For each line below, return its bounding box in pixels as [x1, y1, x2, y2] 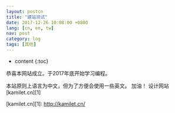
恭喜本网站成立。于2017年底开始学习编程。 [6, 69, 111, 77]
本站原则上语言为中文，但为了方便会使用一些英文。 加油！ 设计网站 [6, 82, 169, 89]
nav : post [6, 31, 31, 36]
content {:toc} [14, 57, 49, 65]
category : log [6, 36, 41, 42]
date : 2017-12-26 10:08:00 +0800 [6, 19, 88, 25]
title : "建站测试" [6, 14, 48, 20]
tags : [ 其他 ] [6, 42, 37, 48]
